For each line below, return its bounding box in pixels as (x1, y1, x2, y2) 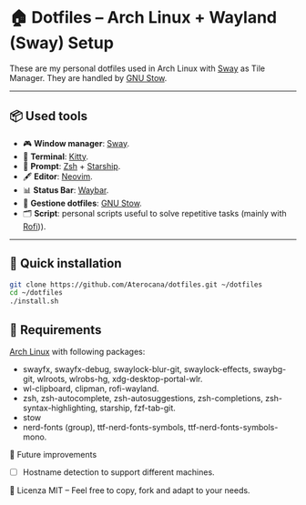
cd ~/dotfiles (9, 288, 64, 298)
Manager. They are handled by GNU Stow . (9, 72, 168, 83)
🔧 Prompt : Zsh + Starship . (22, 160, 121, 171)
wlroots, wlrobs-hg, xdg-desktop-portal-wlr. (36, 374, 203, 384)
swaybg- (252, 364, 287, 374)
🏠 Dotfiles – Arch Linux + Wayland (9, 7, 278, 28)
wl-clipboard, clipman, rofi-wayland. (22, 383, 159, 394)
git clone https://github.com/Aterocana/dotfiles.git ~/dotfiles (9, 279, 262, 289)
